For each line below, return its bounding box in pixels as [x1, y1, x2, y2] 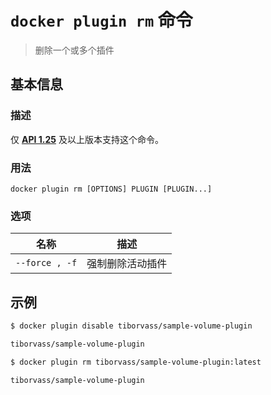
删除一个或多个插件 [34, 44, 115, 56]
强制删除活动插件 [86, 257, 168, 271]
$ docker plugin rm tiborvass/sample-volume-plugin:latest [10, 357, 262, 367]
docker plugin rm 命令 [10, 9, 193, 32]
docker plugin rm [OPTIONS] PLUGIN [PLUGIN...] [10, 184, 213, 194]
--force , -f [15, 257, 78, 269]
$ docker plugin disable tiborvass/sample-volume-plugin [10, 321, 253, 331]
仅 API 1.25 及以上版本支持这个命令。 [10, 133, 164, 145]
